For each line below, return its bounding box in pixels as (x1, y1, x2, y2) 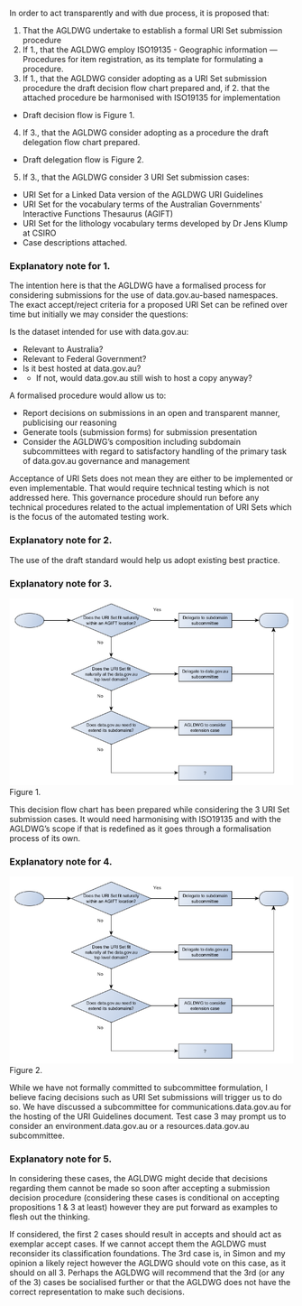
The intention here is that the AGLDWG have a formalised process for (9, 280, 267, 292)
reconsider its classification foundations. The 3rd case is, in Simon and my (9, 1248, 286, 1259)
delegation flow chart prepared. (22, 137, 141, 147)
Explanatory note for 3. (9, 577, 113, 589)
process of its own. (9, 832, 81, 843)
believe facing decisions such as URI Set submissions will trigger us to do (9, 1092, 282, 1103)
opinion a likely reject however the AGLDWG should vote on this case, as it (9, 1258, 287, 1269)
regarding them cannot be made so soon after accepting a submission (9, 1182, 270, 1194)
